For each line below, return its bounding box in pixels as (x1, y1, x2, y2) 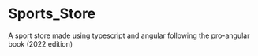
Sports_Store (8, 5, 96, 23)
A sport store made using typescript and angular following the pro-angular (8, 31, 250, 40)
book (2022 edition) (8, 39, 73, 48)
